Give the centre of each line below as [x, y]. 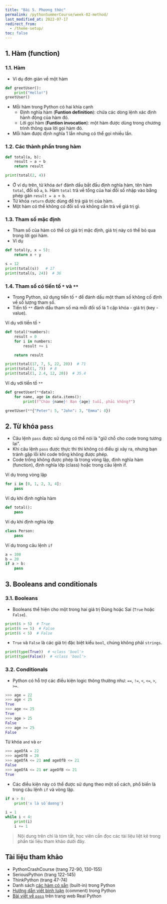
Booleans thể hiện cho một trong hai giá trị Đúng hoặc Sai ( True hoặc [83, 609]
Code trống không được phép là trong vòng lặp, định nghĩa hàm [78, 460]
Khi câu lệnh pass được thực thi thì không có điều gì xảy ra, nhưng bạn [85, 449]
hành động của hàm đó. [44, 118]
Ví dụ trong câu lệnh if [29, 545]
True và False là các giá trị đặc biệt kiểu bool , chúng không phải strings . [87, 643]
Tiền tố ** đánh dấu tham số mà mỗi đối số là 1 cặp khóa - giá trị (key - [85, 308]
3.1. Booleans [22, 598]
